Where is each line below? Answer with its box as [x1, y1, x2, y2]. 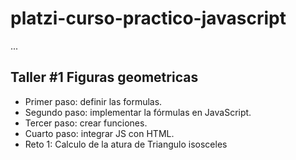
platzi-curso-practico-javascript [10, 7, 287, 30]
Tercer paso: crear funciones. [24, 117, 148, 129]
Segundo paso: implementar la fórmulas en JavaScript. [24, 106, 252, 118]
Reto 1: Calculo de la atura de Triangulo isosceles [24, 138, 228, 150]
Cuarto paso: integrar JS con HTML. [24, 127, 175, 139]
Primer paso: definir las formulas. [24, 95, 163, 107]
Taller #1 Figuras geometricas [10, 69, 199, 86]
